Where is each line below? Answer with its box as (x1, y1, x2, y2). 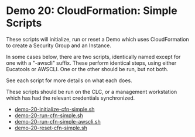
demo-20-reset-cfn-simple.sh (14, 124, 88, 131)
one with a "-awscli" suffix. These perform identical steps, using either (6, 59, 177, 66)
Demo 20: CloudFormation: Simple (6, 4, 177, 17)
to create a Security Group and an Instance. (6, 42, 111, 49)
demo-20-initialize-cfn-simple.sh (14, 106, 95, 113)
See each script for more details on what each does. (6, 77, 133, 84)
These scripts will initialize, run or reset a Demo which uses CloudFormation (6, 36, 189, 43)
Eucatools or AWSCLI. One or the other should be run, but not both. (6, 65, 169, 72)
